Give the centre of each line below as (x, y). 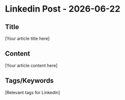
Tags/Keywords (30, 81)
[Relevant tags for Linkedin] (33, 92)
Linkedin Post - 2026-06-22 (63, 9)
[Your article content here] (31, 65)
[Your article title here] (27, 38)
